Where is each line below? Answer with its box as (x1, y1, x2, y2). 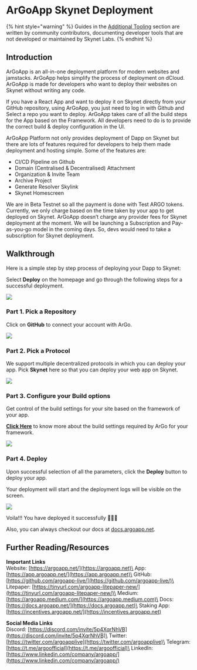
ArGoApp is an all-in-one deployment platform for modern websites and (6, 68, 180, 75)
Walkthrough (6, 249, 55, 259)
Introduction (6, 52, 53, 62)
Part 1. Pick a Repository (6, 307, 76, 316)
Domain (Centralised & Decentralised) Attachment (14, 164, 135, 171)
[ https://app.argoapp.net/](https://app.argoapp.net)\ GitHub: (6, 570, 152, 578)
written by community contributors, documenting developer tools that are (6, 29, 184, 36)
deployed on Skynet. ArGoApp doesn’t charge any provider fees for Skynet (6, 213, 188, 220)
